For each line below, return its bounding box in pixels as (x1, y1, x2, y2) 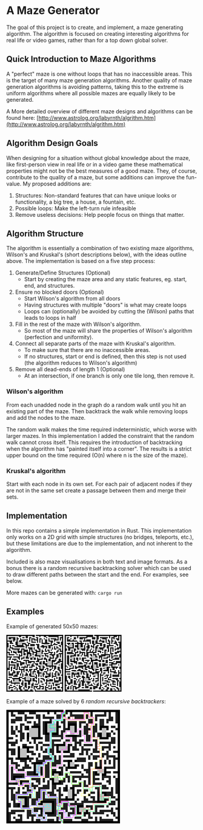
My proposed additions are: (22, 180, 92, 187)
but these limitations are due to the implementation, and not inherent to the (6, 540, 193, 547)
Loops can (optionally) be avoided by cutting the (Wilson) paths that (24, 308, 195, 315)
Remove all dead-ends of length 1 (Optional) (15, 366, 125, 373)
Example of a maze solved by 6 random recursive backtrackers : (6, 697, 166, 705)
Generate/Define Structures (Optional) (15, 269, 111, 276)
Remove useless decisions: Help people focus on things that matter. (15, 211, 185, 218)
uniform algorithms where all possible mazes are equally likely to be (6, 89, 176, 97)
